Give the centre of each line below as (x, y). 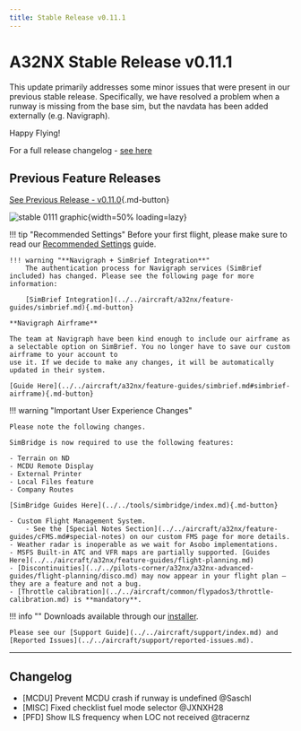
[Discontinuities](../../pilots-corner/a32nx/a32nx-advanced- (136, 569)
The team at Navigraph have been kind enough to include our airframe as (150, 339)
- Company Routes (42, 490)
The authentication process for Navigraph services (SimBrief (144, 269)
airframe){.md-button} (52, 394)
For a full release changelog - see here (81, 150)
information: (34, 284)
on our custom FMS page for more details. (210, 537)
